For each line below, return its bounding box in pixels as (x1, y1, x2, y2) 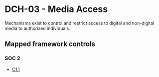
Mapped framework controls (4, 40, 96, 48)
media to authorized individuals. (4, 25, 70, 31)
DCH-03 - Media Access (4, 3, 108, 15)
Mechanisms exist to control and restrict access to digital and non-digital (4, 20, 155, 26)
